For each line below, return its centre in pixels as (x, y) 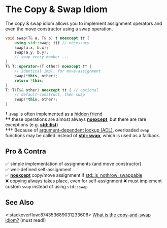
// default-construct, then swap (50, 95)
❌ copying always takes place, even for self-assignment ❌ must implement (83, 181)
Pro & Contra (26, 152)
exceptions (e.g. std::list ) (32, 125)
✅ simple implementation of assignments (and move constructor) (73, 164)
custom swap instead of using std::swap (46, 186)
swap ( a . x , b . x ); (32, 47)
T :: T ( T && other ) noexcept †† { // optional (52, 90)
